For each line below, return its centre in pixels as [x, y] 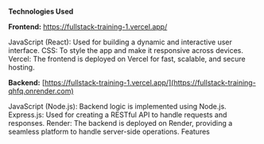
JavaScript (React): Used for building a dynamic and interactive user [120, 42]
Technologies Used [41, 11]
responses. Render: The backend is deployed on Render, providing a [120, 123]
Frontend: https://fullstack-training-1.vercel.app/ [88, 27]
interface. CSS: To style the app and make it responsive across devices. [126, 50]
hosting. [21, 67]
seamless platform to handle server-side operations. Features [109, 131]
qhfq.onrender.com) [41, 91]
